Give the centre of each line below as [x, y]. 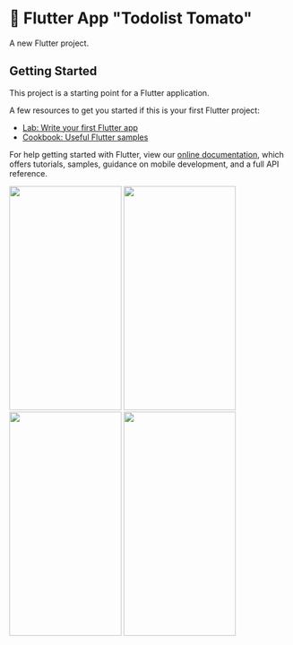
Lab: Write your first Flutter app [80, 127]
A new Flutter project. [49, 43]
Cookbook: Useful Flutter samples [85, 137]
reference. [28, 173]
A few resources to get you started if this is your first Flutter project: [134, 110]
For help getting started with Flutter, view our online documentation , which [147, 154]
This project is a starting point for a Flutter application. [109, 92]
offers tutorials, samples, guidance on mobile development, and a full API [144, 164]
